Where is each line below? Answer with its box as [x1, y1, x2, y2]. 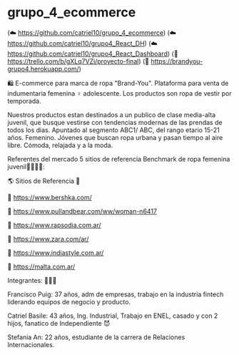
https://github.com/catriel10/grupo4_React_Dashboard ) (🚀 [7, 49, 178, 58]
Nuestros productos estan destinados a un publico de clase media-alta [7, 110, 216, 119]
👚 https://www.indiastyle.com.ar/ [7, 248, 104, 257]
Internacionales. [7, 340, 55, 349]
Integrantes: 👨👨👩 [7, 276, 57, 284]
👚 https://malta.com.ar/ [7, 262, 76, 271]
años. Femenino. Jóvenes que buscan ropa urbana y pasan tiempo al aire [7, 133, 223, 141]
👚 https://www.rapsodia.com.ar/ [7, 221, 101, 229]
